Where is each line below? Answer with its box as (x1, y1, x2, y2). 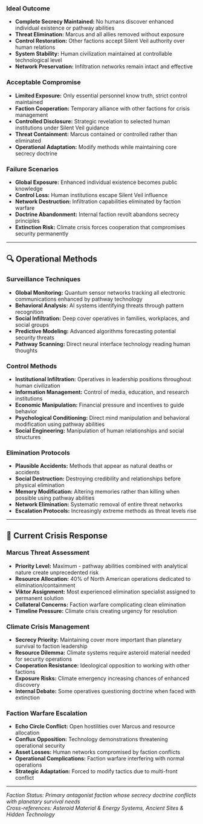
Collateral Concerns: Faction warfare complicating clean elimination (14, 601, 186, 608)
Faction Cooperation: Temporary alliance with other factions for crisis (14, 105, 190, 112)
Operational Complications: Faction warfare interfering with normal (14, 755, 184, 762)
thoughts (14, 347, 38, 354)
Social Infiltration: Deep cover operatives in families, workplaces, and (14, 315, 190, 322)
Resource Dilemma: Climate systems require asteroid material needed (14, 649, 190, 656)
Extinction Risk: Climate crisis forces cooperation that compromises (14, 223, 185, 231)
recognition (14, 308, 44, 315)
